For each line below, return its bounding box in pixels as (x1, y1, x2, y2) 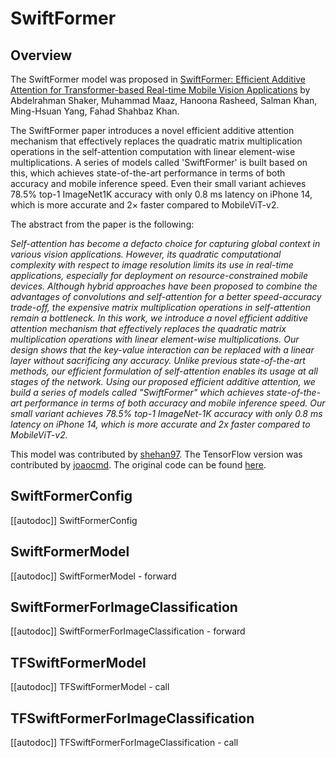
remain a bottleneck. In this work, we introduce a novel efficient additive (10, 312, 309, 324)
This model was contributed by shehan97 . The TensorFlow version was (10, 448, 303, 460)
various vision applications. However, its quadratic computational (10, 248, 282, 260)
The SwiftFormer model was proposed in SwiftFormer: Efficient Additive (10, 73, 307, 85)
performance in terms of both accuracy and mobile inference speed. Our (24, 397, 326, 409)
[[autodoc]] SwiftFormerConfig (10, 514, 138, 526)
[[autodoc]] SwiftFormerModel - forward (10, 570, 177, 582)
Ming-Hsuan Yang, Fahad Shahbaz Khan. (10, 105, 180, 117)
